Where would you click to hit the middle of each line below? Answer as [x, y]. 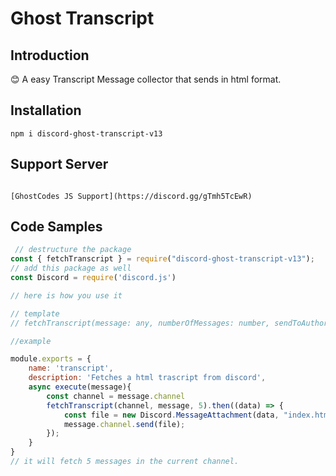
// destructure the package [73, 250]
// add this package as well [71, 268]
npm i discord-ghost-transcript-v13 [86, 133]
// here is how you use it [66, 295]
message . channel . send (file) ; [124, 424]
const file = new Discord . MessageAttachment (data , [171, 415]
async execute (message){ [80, 387]
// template [35, 313]
